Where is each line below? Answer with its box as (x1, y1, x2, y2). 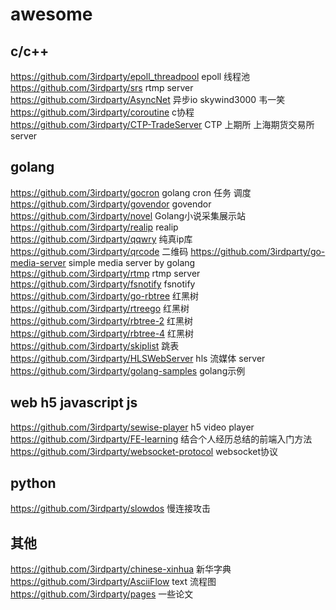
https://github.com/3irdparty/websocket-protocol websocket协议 (10, 445, 279, 457)
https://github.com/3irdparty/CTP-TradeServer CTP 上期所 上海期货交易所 (10, 119, 315, 130)
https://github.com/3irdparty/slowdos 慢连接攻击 (10, 503, 212, 515)
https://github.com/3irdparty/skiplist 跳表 (10, 339, 180, 352)
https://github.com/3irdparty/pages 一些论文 (10, 588, 194, 600)
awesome (10, 3, 93, 26)
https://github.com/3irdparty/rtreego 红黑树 (10, 302, 190, 314)
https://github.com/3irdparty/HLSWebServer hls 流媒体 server (10, 352, 266, 364)
